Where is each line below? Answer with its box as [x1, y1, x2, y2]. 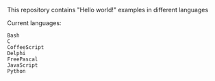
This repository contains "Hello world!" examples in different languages [7, 6, 209, 14]
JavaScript [7, 62, 38, 69]
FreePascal [7, 56, 38, 63]
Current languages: [7, 19, 62, 27]
